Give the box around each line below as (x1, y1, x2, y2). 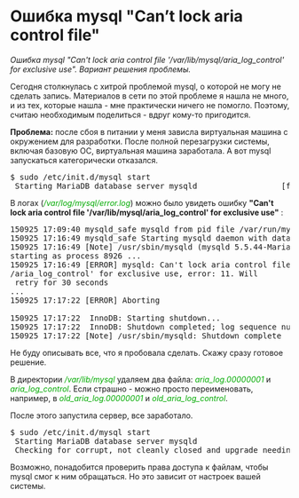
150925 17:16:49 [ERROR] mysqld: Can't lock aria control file (10, 259, 291, 270)
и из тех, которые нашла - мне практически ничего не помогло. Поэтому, (10, 99, 290, 110)
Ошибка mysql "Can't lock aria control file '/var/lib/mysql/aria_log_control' (10, 54, 285, 65)
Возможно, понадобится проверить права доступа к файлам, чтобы (10, 462, 269, 472)
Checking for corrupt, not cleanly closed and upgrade (14, 445, 258, 455)
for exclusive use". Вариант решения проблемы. (10, 64, 192, 75)
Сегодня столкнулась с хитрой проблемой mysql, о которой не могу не (10, 81, 282, 91)
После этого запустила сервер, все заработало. (10, 410, 193, 421)
